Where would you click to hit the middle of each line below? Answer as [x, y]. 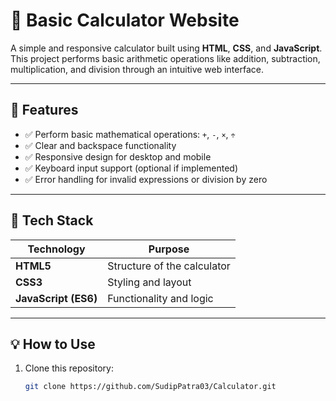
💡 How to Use [53, 344]
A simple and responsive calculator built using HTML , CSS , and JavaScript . [166, 48]
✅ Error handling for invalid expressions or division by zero [146, 179]
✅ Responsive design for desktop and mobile [118, 156]
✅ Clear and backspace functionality [100, 145]
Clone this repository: [69, 368]
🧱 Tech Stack [52, 220]
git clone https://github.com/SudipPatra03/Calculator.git [150, 387]
